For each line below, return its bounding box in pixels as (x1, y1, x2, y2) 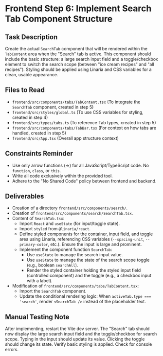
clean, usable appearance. (5, 72, 58, 77)
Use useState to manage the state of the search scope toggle (26, 257, 150, 263)
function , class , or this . (12, 167, 61, 174)
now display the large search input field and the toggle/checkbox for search (5, 331, 157, 337)
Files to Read (5, 86, 45, 94)
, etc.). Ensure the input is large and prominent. (48, 242, 142, 247)
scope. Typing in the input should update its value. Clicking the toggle (5, 336, 145, 342)
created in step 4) (12, 114, 48, 120)
